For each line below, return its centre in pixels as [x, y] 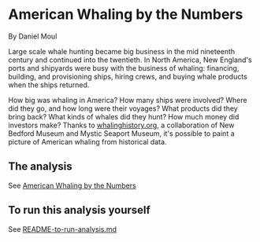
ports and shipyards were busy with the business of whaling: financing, [124, 68]
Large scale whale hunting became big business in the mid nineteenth [122, 51]
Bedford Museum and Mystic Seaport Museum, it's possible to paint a [121, 133]
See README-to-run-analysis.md [62, 229]
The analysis [40, 167]
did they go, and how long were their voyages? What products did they [123, 108]
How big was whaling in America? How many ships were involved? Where [128, 100]
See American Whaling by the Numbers [72, 185]
